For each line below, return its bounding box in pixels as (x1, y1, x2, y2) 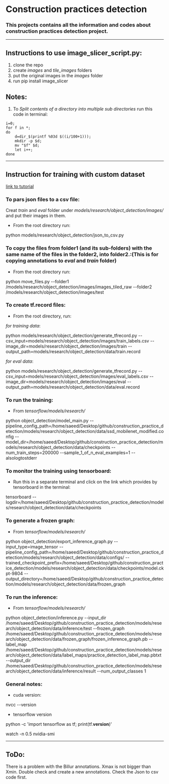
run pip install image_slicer (13, 78, 68, 84)
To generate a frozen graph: (6, 517, 75, 524)
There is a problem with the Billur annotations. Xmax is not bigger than (6, 763, 151, 769)
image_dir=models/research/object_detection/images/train (6, 343, 127, 349)
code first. (6, 774, 27, 780)
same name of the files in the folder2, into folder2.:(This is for (6, 251, 158, 258)
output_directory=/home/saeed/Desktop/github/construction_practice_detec (6, 576, 164, 582)
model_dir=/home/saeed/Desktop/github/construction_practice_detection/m (6, 439, 163, 445)
